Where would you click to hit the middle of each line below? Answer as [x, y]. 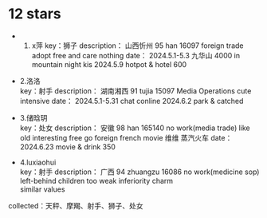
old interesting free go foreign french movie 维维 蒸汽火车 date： [126, 137]
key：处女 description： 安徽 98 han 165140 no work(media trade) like [135, 128]
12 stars [35, 14]
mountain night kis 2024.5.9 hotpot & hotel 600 [109, 64]
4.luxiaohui [38, 162]
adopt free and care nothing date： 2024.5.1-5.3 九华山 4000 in [136, 55]
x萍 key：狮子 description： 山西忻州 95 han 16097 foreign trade [137, 46]
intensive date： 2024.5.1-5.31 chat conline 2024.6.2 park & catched [132, 101]
